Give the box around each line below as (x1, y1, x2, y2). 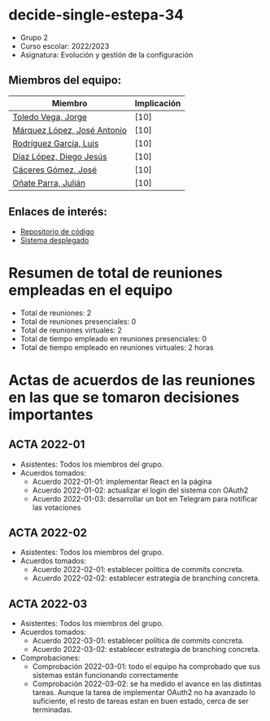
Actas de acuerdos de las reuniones (8, 371, 256, 389)
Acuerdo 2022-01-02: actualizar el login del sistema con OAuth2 (32, 485, 249, 495)
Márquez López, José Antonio (12, 124, 128, 136)
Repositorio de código (20, 226, 95, 237)
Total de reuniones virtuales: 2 (20, 325, 122, 335)
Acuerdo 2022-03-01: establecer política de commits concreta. (32, 636, 245, 645)
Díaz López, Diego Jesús (12, 150, 107, 162)
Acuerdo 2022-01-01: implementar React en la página (32, 476, 212, 486)
